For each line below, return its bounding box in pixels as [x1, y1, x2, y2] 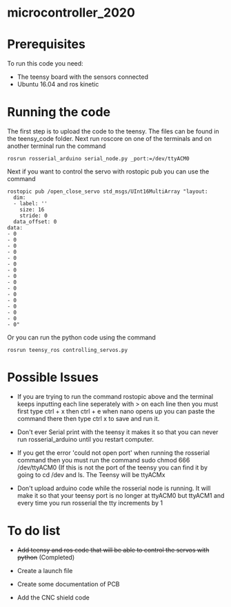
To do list [7, 523, 61, 539]
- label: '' [13, 200, 48, 207]
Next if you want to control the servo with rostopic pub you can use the [7, 167, 210, 176]
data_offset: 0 [13, 218, 57, 225]
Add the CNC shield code [17, 593, 90, 601]
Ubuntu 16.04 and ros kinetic [17, 80, 99, 88]
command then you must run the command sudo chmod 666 [17, 456, 190, 464]
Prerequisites [7, 37, 86, 53]
